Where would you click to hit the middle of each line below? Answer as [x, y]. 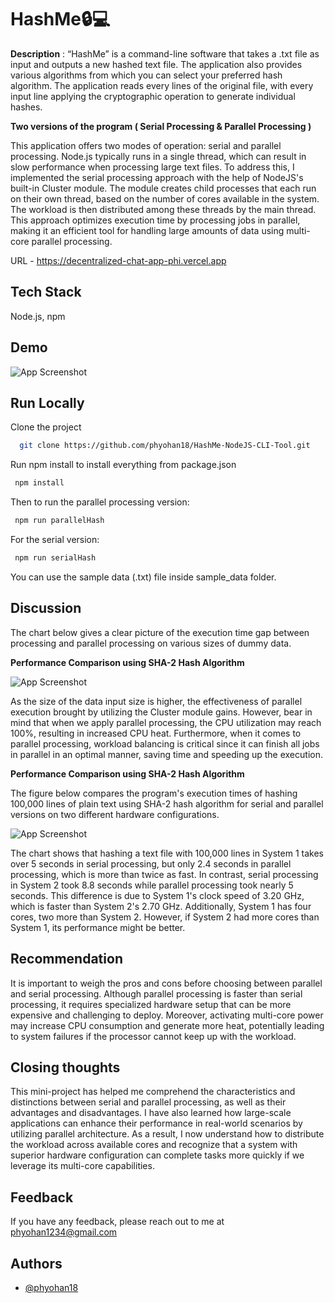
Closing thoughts [65, 1067]
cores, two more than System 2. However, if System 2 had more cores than [165, 917]
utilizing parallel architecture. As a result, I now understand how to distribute [167, 1134]
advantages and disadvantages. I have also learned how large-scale [151, 1113]
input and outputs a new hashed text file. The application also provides [156, 64]
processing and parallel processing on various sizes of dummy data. [151, 643]
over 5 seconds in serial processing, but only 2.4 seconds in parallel [151, 863]
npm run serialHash [55, 558]
